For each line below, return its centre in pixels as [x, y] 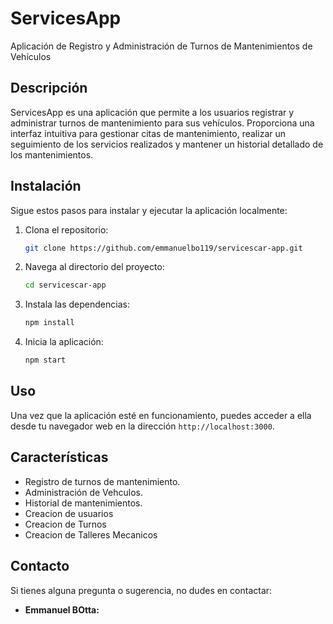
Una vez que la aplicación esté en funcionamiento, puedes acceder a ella [161, 415]
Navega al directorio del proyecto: [94, 267]
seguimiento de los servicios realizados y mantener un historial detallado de [167, 144]
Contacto [40, 566]
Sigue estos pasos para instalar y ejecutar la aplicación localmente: [149, 210]
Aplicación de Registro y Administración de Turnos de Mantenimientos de [161, 46]
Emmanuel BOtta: [62, 609]
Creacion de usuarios [69, 513]
